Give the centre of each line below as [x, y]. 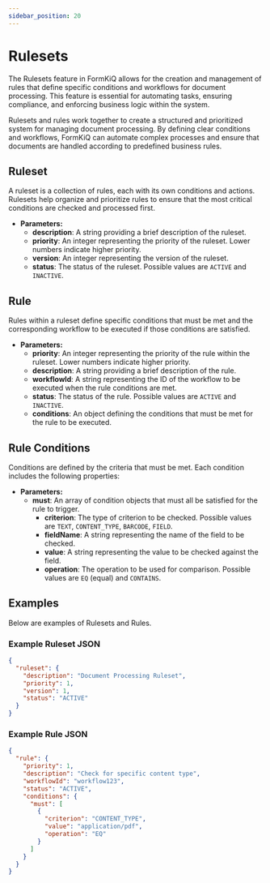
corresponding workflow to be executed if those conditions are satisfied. [129, 329]
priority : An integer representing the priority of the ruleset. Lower [141, 241]
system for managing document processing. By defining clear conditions [129, 129]
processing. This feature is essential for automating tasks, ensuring [120, 96]
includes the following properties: [64, 476]
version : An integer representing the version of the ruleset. [130, 258]
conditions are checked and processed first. [82, 208]
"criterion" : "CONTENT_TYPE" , [95, 819]
